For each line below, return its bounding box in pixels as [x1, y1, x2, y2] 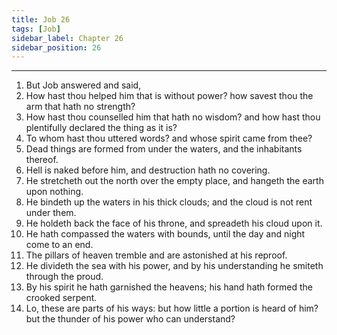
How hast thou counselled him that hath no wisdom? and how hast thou [25, 111, 321, 123]
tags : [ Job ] [11, 24, 61, 34]
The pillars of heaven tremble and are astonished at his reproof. [25, 249, 288, 261]
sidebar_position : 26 [11, 42, 102, 53]
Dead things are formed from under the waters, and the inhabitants [25, 143, 303, 155]
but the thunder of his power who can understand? [25, 313, 236, 325]
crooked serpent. [25, 292, 98, 304]
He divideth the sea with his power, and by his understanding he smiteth [25, 260, 324, 272]
